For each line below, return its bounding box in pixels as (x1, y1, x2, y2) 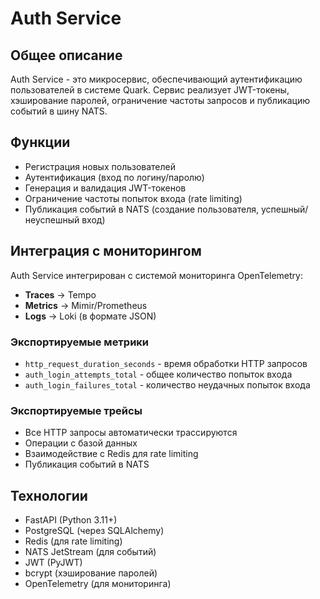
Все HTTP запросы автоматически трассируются (24, 427, 238, 439)
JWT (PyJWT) (24, 557, 83, 569)
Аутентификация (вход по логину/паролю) (24, 171, 205, 183)
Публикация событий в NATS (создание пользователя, (24, 203, 259, 215)
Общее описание (10, 47, 123, 64)
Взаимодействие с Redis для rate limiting (24, 448, 199, 460)
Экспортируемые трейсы (10, 403, 143, 417)
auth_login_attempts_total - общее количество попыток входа (24, 368, 293, 380)
